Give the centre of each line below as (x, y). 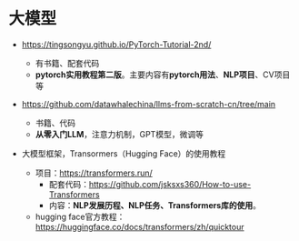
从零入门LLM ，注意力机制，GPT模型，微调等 (119, 134)
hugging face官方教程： (80, 216)
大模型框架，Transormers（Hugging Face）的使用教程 (124, 153)
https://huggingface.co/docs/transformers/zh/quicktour (140, 226)
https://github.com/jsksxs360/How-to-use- (170, 184)
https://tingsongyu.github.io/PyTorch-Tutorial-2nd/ (116, 44)
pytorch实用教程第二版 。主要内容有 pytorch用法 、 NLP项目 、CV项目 (163, 75)
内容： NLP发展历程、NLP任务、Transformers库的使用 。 (154, 205)
